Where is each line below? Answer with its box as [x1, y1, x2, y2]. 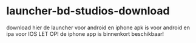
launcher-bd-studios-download [6, 4, 170, 18]
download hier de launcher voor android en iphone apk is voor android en [6, 24, 190, 31]
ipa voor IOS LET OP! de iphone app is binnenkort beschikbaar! [6, 30, 164, 37]
